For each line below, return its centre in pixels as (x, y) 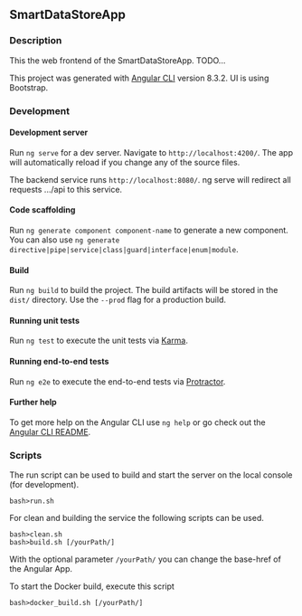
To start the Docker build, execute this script (92, 586)
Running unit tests (44, 320)
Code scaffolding (42, 210)
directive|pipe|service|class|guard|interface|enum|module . (124, 250)
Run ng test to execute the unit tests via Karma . (99, 341)
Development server (49, 133)
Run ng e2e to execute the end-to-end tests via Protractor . (118, 381)
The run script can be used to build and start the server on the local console (151, 475)
